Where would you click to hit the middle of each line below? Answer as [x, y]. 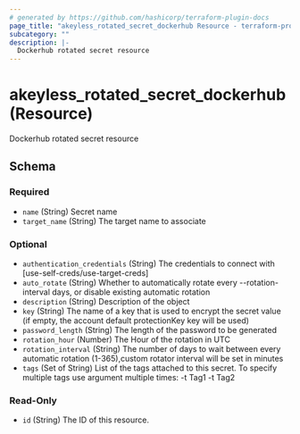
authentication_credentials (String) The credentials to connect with [148, 263]
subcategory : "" [39, 34]
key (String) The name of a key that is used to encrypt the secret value [151, 311]
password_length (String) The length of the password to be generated [150, 330]
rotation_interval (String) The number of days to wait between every [151, 349]
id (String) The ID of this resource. [86, 420]
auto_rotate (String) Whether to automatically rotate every [130, 283]
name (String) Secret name [70, 212]
